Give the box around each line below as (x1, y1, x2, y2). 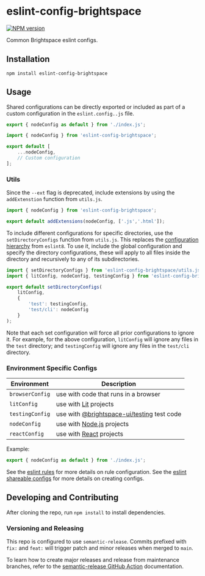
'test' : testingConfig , (28, 301, 88, 307)
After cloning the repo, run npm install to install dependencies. (6, 509, 166, 516)
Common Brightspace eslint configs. (6, 36, 98, 43)
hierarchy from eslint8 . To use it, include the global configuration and (6, 242, 182, 249)
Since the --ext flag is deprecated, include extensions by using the (6, 189, 175, 196)
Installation (6, 54, 50, 65)
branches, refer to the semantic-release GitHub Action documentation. (6, 563, 184, 570)
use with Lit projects (56, 400, 114, 408)
